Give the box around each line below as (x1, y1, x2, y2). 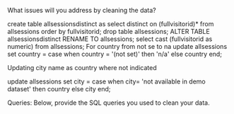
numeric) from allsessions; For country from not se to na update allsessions (7, 42, 228, 50)
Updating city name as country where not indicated (7, 64, 157, 72)
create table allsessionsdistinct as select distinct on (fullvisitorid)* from (7, 20, 214, 28)
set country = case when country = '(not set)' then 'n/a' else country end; (7, 50, 223, 58)
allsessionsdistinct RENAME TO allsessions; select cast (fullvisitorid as (7, 35, 213, 43)
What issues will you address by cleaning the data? (7, 6, 157, 14)
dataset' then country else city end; (7, 85, 111, 93)
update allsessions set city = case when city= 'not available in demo (7, 77, 206, 86)
